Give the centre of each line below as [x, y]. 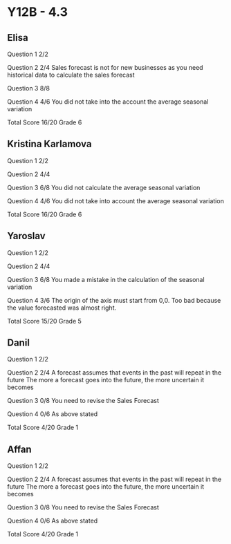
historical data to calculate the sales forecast [71, 75]
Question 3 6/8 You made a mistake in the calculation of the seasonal [106, 279]
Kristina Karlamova [49, 144]
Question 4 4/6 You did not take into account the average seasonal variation [116, 200]
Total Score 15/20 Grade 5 [44, 321]
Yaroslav [27, 236]
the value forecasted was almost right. [62, 308]
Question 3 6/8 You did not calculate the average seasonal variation [104, 187]
